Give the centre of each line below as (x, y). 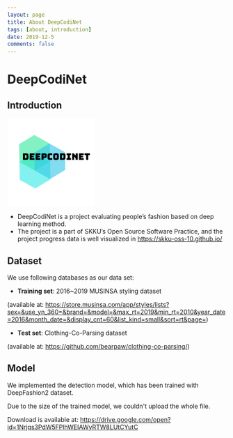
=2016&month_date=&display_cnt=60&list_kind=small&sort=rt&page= (107, 319)
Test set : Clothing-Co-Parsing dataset (72, 333)
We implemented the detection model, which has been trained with (103, 385)
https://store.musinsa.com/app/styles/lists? (107, 304)
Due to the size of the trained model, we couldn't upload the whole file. (109, 406)
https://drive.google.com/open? (125, 419)
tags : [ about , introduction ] (49, 29)
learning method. (42, 224)
